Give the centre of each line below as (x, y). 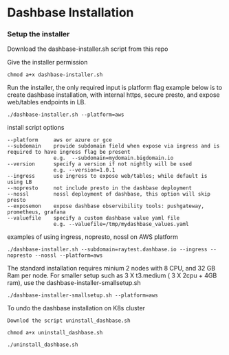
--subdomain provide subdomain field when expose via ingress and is (113, 146)
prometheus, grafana (37, 212)
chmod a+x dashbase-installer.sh (55, 75)
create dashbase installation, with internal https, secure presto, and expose (113, 95)
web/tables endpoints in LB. (47, 102)
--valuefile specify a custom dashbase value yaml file (94, 218)
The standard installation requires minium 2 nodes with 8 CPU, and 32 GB (111, 268)
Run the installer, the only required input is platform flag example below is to (115, 88)
